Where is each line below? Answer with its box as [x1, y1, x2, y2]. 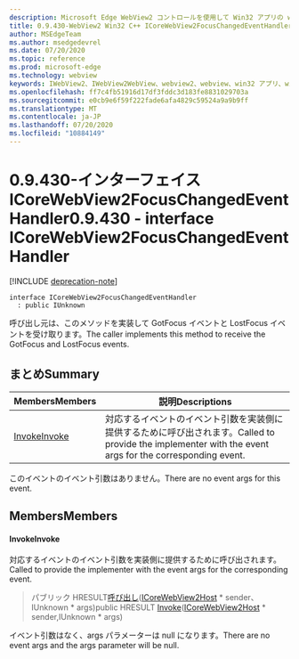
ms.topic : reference [9, 54, 86, 63]
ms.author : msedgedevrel [9, 37, 101, 47]
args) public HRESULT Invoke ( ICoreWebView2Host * [76, 602, 266, 613]
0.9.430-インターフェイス [9, 170, 202, 191]
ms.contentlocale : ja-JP [9, 112, 101, 121]
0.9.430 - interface [69, 208, 214, 229]
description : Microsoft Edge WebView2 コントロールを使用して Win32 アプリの [9, 12, 285, 22]
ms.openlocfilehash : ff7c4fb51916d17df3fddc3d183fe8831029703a [9, 87, 249, 96]
